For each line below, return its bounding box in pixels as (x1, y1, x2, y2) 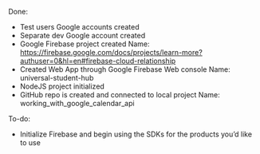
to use (19, 138, 41, 147)
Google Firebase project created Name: (19, 39, 150, 49)
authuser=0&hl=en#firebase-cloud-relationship (19, 56, 176, 65)
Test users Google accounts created (19, 22, 140, 31)
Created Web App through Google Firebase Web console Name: (19, 65, 230, 74)
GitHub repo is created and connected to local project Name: (19, 90, 221, 99)
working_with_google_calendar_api (19, 99, 135, 108)
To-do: (8, 114, 30, 123)
